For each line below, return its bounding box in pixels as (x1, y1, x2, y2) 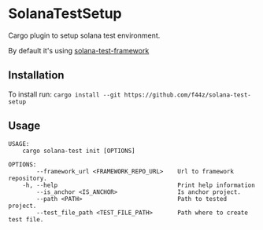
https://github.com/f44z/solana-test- (124, 91, 252, 99)
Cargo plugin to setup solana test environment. (8, 31, 161, 40)
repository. (8, 174, 47, 182)
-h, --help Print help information (22, 181, 256, 189)
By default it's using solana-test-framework (8, 46, 150, 55)
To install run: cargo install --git (8, 89, 121, 99)
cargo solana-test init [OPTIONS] (22, 147, 135, 155)
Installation (8, 68, 65, 82)
